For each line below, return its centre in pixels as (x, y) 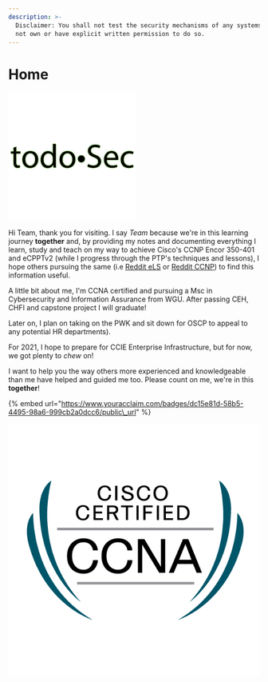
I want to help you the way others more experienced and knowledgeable (127, 371)
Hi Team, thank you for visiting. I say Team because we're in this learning (128, 233)
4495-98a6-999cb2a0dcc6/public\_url (73, 413)
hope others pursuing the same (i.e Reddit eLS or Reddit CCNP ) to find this (131, 267)
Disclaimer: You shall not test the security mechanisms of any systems (139, 25)
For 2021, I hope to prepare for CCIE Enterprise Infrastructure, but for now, (130, 347)
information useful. (39, 275)
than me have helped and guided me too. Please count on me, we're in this (131, 380)
